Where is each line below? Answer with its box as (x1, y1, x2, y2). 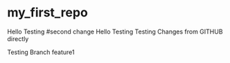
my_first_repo (7, 5, 88, 21)
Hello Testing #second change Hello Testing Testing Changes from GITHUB (7, 27, 223, 36)
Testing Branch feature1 (7, 48, 75, 56)
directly (7, 34, 29, 42)
